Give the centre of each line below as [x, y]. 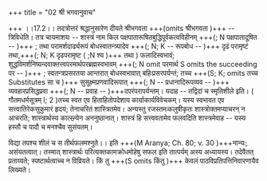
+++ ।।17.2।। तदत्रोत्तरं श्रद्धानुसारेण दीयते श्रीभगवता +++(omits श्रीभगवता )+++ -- [122, 28]
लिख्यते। [20, 170]
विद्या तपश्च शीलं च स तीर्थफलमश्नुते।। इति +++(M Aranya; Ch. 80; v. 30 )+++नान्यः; [128, 143]
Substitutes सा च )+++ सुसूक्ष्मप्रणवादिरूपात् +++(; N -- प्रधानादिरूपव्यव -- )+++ [119, 82]
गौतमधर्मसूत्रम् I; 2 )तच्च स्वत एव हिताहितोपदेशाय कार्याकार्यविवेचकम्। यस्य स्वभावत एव [116, 100]
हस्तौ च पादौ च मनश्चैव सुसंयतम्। [51, 127]
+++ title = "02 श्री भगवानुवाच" [52, 12]
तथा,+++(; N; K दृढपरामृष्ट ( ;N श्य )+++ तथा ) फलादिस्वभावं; [92, 55]
